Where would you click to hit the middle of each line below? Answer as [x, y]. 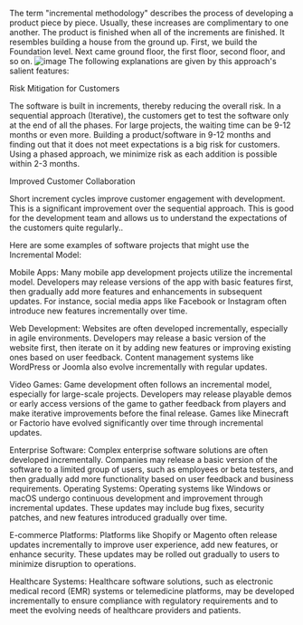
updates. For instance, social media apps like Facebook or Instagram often [148, 301]
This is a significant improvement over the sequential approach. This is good [151, 208]
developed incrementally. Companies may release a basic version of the [143, 460]
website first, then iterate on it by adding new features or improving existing [150, 347]
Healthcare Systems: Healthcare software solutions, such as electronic [142, 582]
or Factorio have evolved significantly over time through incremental [137, 423]
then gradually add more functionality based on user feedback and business [151, 479]
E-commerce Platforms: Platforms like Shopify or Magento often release [143, 535]
